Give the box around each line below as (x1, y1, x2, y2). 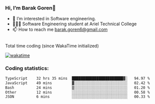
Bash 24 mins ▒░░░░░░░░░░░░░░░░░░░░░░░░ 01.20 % (5, 85, 150, 90)
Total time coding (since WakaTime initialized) (5, 43, 99, 49)
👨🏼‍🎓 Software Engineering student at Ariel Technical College (12, 21, 137, 27)
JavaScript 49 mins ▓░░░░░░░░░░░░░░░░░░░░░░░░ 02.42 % (5, 80, 150, 86)
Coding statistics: (5, 64, 49, 71)
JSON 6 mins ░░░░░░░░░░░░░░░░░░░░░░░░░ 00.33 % (5, 94, 150, 100)
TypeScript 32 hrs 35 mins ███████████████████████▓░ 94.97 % (5, 76, 150, 81)
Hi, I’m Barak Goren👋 (5, 4, 56, 11)
